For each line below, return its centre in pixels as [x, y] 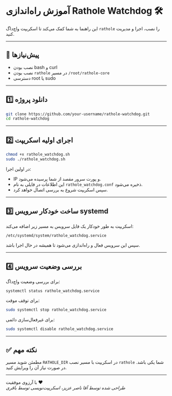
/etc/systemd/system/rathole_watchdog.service [56, 235]
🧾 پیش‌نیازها [22, 55]
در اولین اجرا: [18, 169]
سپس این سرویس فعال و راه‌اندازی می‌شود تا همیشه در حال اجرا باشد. [73, 245]
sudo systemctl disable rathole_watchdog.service [60, 329]
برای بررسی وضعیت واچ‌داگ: [33, 281]
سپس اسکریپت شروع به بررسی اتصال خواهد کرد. [60, 190]
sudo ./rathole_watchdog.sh [36, 159]
